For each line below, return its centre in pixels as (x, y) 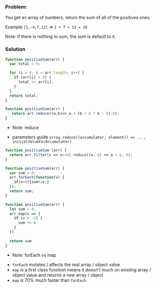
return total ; (24, 96)
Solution (15, 49)
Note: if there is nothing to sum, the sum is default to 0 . (61, 37)
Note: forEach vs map (34, 255)
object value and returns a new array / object (58, 275)
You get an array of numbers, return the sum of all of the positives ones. (78, 18)
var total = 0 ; (25, 64)
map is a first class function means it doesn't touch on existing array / (81, 270)
